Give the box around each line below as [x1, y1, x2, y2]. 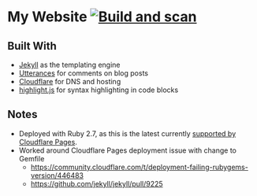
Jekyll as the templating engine [18, 60, 121, 69]
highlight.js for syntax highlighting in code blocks [18, 85, 179, 94]
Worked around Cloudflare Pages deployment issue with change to [18, 146, 237, 155]
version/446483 [30, 170, 84, 180]
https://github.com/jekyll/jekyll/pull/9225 [30, 179, 163, 188]
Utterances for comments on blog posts [18, 68, 149, 78]
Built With [7, 39, 57, 53]
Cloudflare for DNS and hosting [18, 77, 121, 86]
